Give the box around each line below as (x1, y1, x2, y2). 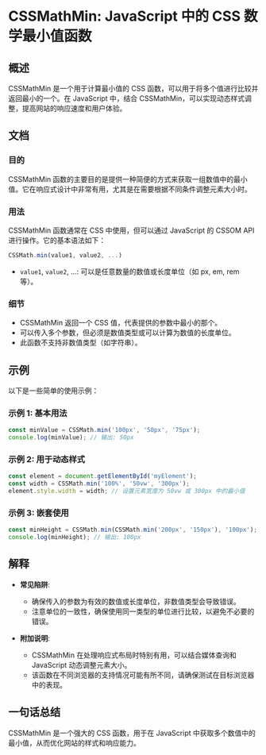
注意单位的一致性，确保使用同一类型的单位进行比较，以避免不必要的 (31, 607, 255, 616)
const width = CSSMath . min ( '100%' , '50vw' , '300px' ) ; (8, 480, 191, 488)
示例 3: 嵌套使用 (8, 507, 69, 518)
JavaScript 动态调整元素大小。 (31, 660, 132, 669)
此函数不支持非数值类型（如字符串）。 (19, 338, 142, 348)
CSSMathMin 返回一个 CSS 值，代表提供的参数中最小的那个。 (19, 318, 222, 328)
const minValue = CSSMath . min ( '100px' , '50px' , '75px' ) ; (8, 426, 201, 434)
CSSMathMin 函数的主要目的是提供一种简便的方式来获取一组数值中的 (8, 174, 234, 183)
